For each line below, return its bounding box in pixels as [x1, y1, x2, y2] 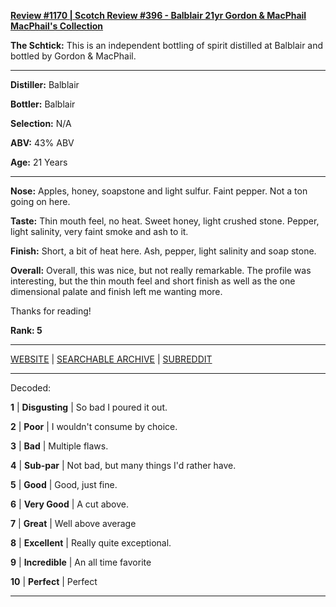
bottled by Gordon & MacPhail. [10, 50, 137, 62]
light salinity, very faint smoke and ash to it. [10, 226, 189, 237]
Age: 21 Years [10, 156, 68, 168]
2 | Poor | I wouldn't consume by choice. [10, 421, 178, 432]
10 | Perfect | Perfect [10, 576, 98, 587]
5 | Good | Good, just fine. [10, 479, 118, 490]
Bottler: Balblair [10, 98, 76, 110]
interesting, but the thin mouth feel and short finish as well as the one [10, 275, 296, 287]
